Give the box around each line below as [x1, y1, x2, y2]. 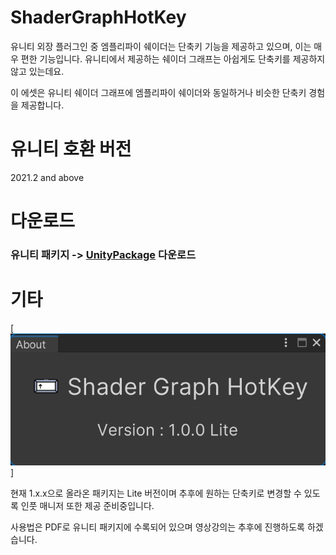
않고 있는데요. [10, 65, 65, 77]
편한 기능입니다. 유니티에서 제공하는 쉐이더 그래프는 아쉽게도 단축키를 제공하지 [20, 52, 326, 65]
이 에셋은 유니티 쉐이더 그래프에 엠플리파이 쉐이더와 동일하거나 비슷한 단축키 [10, 86, 307, 98]
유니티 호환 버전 [10, 138, 132, 161]
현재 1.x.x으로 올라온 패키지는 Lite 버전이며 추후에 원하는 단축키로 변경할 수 [10, 487, 302, 499]
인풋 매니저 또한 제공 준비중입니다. [20, 499, 155, 511]
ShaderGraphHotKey [10, 6, 187, 29]
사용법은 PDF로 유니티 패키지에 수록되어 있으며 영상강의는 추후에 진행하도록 [10, 521, 305, 533]
